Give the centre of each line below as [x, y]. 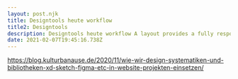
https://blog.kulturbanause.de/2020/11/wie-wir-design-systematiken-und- [116, 60]
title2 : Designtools [38, 27]
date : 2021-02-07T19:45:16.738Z [55, 40]
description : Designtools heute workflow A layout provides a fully [110, 34]
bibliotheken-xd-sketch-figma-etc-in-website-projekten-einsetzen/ [106, 68]
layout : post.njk [33, 14]
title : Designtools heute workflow [60, 20]
